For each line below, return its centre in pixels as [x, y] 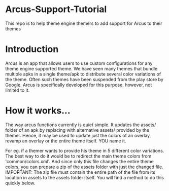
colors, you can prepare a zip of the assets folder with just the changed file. [84, 167]
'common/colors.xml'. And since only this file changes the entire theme [79, 161]
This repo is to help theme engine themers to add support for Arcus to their [84, 23]
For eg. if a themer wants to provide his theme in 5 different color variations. [85, 150]
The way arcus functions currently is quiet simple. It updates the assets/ [81, 125]
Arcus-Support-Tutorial [56, 9]
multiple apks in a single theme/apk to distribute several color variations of [83, 74]
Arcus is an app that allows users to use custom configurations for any [79, 63]
